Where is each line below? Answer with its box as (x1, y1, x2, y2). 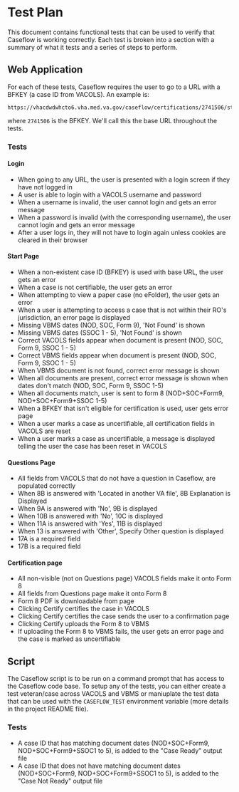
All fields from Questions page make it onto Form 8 (17, 589, 167, 598)
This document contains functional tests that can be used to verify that (7, 28, 216, 36)
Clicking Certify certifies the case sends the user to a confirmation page (17, 612, 230, 620)
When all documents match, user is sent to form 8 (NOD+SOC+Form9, (17, 389, 224, 397)
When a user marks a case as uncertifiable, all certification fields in (17, 420, 215, 428)
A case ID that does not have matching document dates (17, 761, 181, 770)
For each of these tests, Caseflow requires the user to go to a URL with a (7, 83, 221, 91)
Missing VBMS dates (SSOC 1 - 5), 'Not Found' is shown (17, 328, 183, 337)
